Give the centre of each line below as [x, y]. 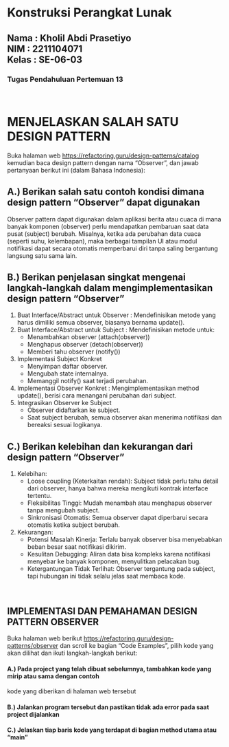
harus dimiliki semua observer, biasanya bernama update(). [101, 323]
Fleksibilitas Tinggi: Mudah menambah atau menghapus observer [120, 503]
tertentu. [39, 496]
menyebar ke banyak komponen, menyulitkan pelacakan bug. [114, 561]
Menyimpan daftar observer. [67, 367]
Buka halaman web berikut [45, 638]
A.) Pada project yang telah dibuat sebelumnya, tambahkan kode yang [109, 669]
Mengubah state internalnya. [68, 373]
